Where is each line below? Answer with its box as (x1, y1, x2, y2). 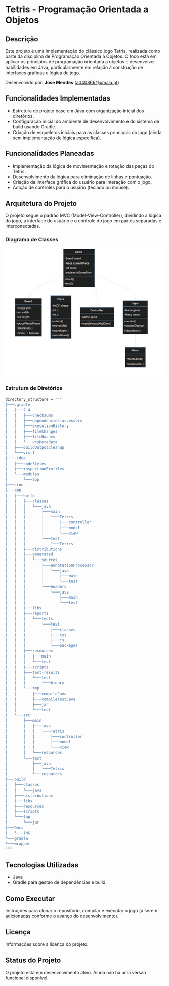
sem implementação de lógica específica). (12, 135, 101, 141)
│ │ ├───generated (5, 552, 53, 557)
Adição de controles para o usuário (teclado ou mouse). (12, 184, 129, 190)
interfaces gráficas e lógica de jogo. (5, 70, 80, 76)
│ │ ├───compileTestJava (5, 697, 76, 702)
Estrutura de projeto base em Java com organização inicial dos (12, 108, 144, 114)
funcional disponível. (5, 975, 49, 981)
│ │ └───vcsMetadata (5, 440, 58, 445)
